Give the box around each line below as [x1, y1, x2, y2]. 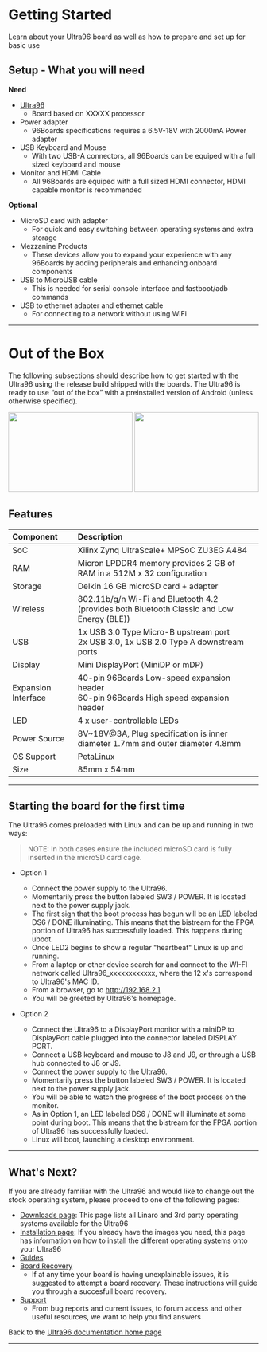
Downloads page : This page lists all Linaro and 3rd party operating [19, 1210, 238, 1220]
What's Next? [8, 1165, 78, 1179]
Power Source [12, 733, 65, 744]
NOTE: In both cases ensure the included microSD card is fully [27, 844, 232, 854]
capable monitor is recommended [31, 185, 143, 195]
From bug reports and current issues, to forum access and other [31, 1303, 242, 1313]
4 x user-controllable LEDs [77, 715, 179, 726]
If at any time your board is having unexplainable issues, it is [31, 1270, 229, 1279]
